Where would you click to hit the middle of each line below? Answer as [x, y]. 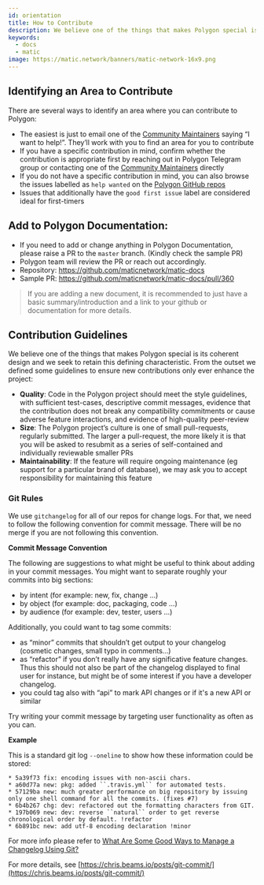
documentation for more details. [79, 310]
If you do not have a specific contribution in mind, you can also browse [134, 176]
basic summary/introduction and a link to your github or [117, 302]
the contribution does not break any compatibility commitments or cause [137, 411]
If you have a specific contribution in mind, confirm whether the [122, 151]
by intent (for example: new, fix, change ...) [89, 595]
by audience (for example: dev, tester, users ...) [96, 612]
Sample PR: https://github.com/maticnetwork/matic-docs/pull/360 [126, 278]
